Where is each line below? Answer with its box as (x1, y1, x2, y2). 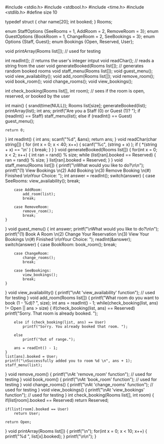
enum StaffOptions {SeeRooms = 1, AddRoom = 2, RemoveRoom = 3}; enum (5, 28, 159, 34)
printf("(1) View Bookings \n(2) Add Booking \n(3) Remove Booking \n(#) (5, 167, 151, 173)
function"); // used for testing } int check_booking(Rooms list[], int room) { (5, 392, 154, 398)
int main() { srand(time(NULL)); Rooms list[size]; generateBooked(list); (5, 103, 147, 108)
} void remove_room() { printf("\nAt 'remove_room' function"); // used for (5, 372, 152, 377)
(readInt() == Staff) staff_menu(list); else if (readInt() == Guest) (5, 113, 132, 119)
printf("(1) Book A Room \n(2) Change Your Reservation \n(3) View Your (5, 231, 149, 237)
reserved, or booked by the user (5, 93, 70, 99)
